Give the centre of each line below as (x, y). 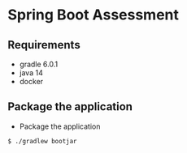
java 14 (31, 73)
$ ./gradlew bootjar (43, 141)
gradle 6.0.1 (39, 64)
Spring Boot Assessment (93, 15)
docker (31, 81)
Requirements (44, 45)
